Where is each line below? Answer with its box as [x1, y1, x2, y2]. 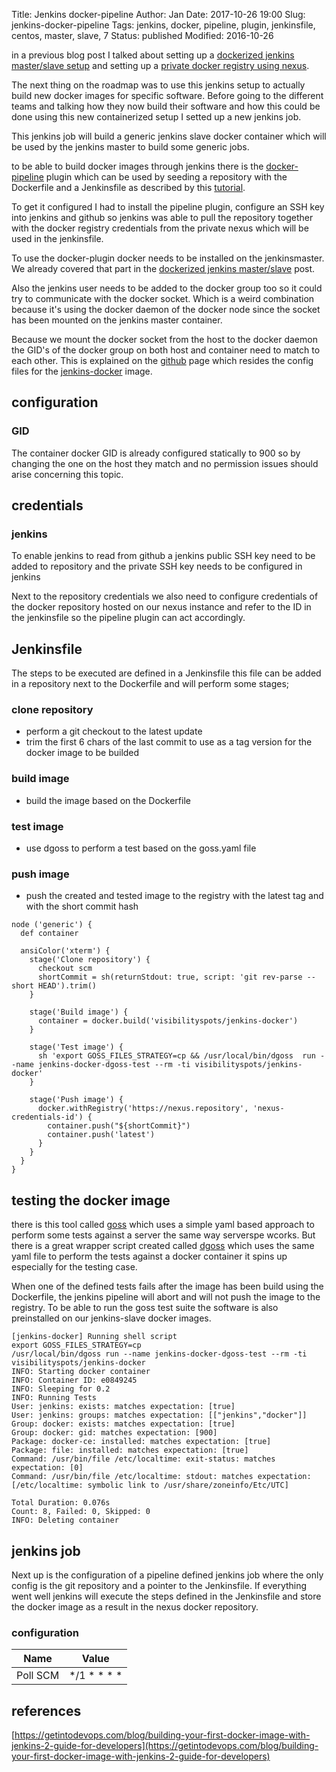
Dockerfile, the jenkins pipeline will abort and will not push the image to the [11, 1291, 321, 1303]
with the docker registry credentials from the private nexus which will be [11, 222, 309, 234]
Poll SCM [16, 1669, 60, 1683]
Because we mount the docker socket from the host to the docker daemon [11, 334, 318, 345]
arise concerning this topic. [11, 468, 124, 480]
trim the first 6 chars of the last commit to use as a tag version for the [25, 736, 313, 748]
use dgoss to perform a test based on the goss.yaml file [25, 842, 257, 854]
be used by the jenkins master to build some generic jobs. [11, 141, 250, 153]
